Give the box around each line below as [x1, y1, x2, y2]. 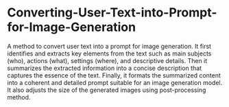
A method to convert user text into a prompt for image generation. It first [7, 42, 211, 50]
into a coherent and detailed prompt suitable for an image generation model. [7, 78, 223, 86]
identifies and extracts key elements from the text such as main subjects [7, 49, 212, 58]
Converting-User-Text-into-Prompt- [7, 5, 217, 21]
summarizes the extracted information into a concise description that [7, 64, 202, 72]
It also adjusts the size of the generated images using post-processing [7, 86, 206, 94]
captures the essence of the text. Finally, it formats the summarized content [7, 71, 221, 80]
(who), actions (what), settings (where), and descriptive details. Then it [7, 56, 208, 64]
